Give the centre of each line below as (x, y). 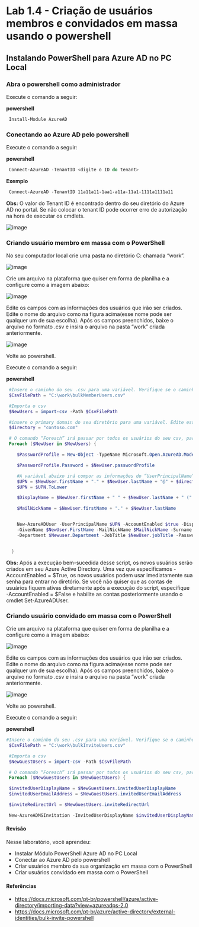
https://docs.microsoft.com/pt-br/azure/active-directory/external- (95, 912)
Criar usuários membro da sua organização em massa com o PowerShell (103, 866)
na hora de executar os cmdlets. (45, 216)
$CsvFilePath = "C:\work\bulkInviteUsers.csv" (67, 745)
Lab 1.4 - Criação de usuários (79, 11)
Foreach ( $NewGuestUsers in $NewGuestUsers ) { (67, 778)
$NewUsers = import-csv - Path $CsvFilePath (63, 411)
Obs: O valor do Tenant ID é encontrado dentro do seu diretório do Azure (95, 203)
